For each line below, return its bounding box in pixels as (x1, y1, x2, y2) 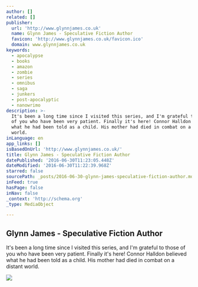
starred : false (6, 168, 44, 175)
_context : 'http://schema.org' (6, 196, 83, 202)
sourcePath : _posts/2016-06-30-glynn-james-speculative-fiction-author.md (6, 174, 194, 180)
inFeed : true (6, 179, 38, 185)
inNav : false (6, 190, 38, 196)
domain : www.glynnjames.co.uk (11, 42, 85, 48)
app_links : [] (6, 140, 41, 147)
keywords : (6, 47, 31, 53)
